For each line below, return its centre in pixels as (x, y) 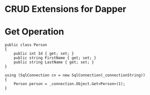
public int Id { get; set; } (44, 54)
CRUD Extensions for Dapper (66, 9)
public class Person (26, 45)
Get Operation (34, 32)
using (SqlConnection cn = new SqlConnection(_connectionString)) (75, 75)
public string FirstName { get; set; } (55, 58)
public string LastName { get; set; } (54, 62)
